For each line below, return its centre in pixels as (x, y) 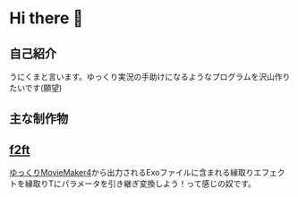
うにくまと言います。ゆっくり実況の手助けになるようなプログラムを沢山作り (150, 77)
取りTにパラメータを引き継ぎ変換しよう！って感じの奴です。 (145, 184)
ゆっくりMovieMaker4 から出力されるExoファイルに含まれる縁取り (132, 173)
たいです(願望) (36, 88)
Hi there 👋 (46, 18)
